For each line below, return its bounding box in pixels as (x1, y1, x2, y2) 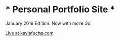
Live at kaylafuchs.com (5, 30, 54, 36)
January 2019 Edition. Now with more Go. (5, 20, 92, 26)
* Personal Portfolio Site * (5, 4, 115, 15)
